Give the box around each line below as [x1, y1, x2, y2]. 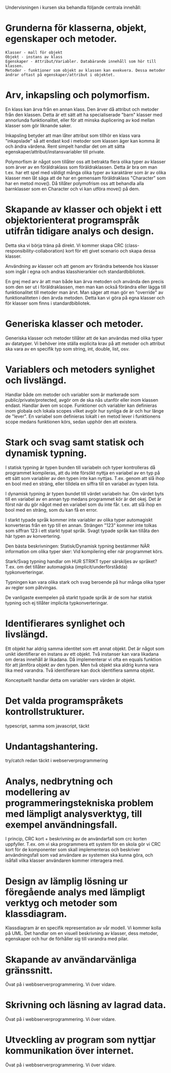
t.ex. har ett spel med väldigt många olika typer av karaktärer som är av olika [5, 169, 166, 175]
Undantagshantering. [5, 741, 99, 752]
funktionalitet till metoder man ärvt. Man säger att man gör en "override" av [5, 289, 163, 295]
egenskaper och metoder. [5, 33, 117, 45]
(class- [125, 242, 139, 248]
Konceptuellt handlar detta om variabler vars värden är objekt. [5, 677, 136, 683]
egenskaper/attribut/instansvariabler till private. [5, 148, 106, 155]
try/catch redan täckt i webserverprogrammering [5, 758, 108, 764]
